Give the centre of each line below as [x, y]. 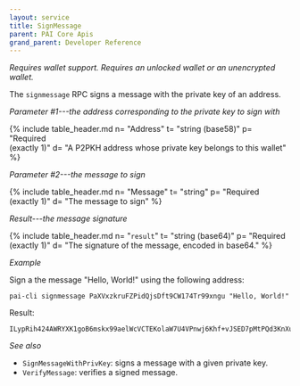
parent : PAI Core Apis [51, 34]
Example [25, 263]
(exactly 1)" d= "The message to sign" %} [86, 201]
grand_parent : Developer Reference [75, 42]
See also [25, 346]
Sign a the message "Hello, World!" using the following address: [127, 280]
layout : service [39, 17]
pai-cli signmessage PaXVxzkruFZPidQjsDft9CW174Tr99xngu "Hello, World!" [150, 296]
